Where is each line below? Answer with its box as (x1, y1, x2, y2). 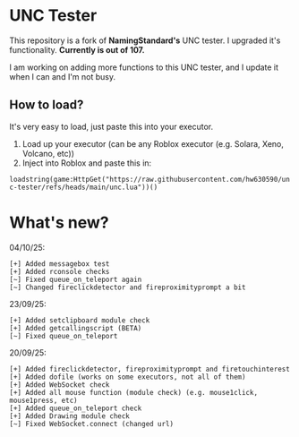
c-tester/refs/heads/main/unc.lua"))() (9, 183, 158, 192)
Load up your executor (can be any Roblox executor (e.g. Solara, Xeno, (21, 138, 285, 149)
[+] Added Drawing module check (9, 411, 130, 421)
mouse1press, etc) (9, 396, 78, 405)
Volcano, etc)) (21, 148, 74, 159)
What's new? (9, 212, 109, 233)
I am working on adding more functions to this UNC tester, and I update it (9, 62, 279, 73)
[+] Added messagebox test (9, 259, 110, 269)
